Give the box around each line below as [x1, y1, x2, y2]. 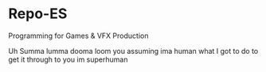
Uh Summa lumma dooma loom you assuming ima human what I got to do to [8, 46, 259, 55]
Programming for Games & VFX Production [8, 31, 149, 40]
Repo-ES [8, 5, 68, 23]
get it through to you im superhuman [8, 55, 128, 64]
